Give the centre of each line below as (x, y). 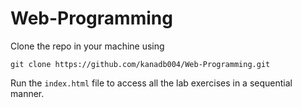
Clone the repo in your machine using (87, 46)
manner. (27, 93)
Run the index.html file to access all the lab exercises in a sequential (151, 83)
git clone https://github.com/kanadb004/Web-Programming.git (140, 64)
